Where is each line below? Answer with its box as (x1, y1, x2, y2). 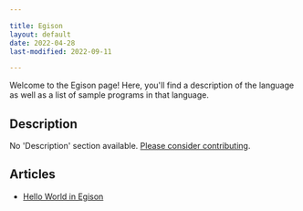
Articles (9, 166, 57, 183)
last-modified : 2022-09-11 (9, 47, 112, 56)
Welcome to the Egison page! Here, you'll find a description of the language (9, 79, 295, 91)
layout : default (9, 29, 71, 39)
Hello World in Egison (22, 191, 104, 202)
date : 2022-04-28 (9, 38, 76, 47)
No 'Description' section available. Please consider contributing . (9, 141, 251, 152)
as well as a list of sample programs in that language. (9, 90, 210, 100)
